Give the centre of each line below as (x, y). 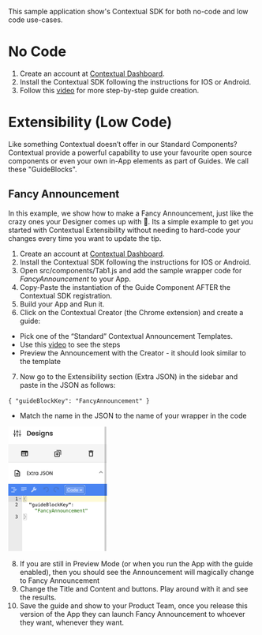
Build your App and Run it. (62, 304)
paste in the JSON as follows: (67, 385)
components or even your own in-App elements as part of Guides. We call (128, 160)
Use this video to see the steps (70, 344)
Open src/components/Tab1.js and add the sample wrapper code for (131, 270)
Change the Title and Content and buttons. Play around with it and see (134, 588)
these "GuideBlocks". (43, 169)
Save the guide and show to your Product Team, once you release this (134, 605)
